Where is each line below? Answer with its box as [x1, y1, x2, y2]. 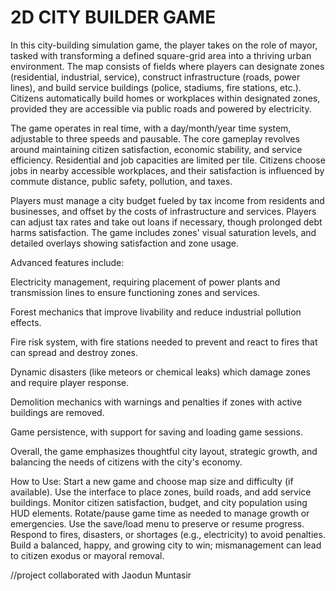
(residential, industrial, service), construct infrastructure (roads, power [10, 71, 301, 83]
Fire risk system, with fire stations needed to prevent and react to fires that [10, 336, 318, 348]
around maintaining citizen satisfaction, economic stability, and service [10, 143, 303, 155]
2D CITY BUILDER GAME [10, 6, 217, 29]
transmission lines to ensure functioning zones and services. [10, 286, 261, 298]
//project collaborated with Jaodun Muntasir [10, 569, 192, 581]
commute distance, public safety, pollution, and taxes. [10, 175, 233, 187]
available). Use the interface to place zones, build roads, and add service [10, 486, 312, 498]
